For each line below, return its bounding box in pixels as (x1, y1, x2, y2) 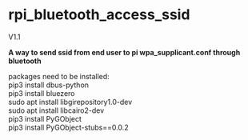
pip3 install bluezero (8, 88, 75, 98)
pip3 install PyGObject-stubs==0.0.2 (8, 122, 130, 132)
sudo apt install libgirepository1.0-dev (8, 97, 133, 106)
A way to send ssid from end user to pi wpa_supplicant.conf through (8, 47, 241, 57)
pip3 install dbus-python (8, 80, 90, 90)
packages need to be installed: (8, 71, 110, 81)
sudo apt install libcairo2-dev (8, 106, 105, 115)
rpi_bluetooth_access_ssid (8, 6, 190, 24)
